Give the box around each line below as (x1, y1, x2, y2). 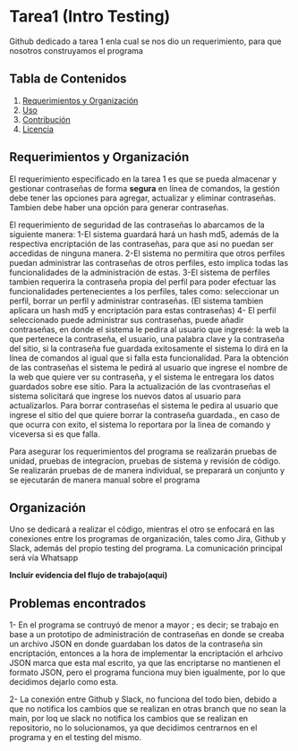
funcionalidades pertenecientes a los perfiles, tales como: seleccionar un (9, 286, 279, 296)
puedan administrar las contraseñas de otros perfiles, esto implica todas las (9, 257, 289, 268)
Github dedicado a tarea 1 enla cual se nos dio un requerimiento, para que (9, 36, 282, 47)
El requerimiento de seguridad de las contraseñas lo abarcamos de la (9, 219, 266, 230)
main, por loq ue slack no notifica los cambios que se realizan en (9, 713, 249, 724)
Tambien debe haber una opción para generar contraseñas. (9, 201, 229, 212)
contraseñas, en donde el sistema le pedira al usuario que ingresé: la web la (9, 324, 289, 335)
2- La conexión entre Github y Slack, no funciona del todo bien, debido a (9, 694, 277, 704)
